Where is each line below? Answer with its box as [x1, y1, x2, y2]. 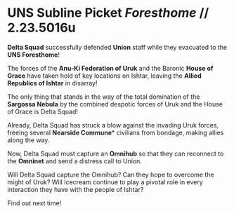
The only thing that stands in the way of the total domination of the [7, 92, 200, 101]
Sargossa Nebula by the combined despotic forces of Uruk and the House [7, 99, 223, 108]
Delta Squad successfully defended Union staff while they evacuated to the [7, 43, 228, 51]
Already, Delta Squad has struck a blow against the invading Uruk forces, [7, 121, 219, 129]
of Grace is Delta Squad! [7, 107, 79, 116]
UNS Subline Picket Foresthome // [7, 5, 209, 21]
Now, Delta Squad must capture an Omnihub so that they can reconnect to [7, 149, 224, 158]
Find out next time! [7, 198, 62, 207]
